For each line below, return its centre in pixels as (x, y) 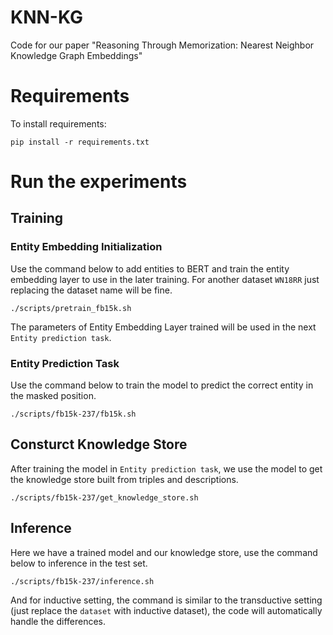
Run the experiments (99, 182)
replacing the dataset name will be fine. (91, 290)
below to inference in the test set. (79, 563)
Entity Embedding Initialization (86, 247)
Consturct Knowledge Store (99, 444)
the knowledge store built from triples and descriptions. (124, 479)
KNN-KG (46, 17)
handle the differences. (58, 621)
